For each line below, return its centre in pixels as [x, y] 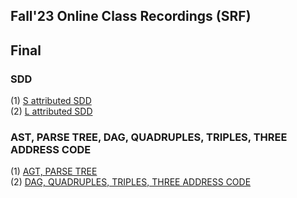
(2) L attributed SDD [51, 111]
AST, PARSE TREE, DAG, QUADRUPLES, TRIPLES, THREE [149, 137]
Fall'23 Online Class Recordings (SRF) [131, 16]
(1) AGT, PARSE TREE [54, 171]
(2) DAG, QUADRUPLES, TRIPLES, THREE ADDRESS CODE [131, 182]
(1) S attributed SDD [51, 101]
